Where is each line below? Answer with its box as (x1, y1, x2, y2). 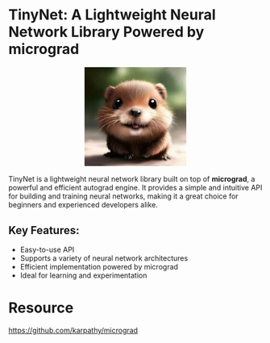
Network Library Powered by (8, 23, 205, 41)
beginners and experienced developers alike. (8, 200, 159, 210)
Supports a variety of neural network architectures (19, 253, 189, 263)
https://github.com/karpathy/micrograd (8, 325, 139, 336)
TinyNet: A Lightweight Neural (8, 6, 216, 24)
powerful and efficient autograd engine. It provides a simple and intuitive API (8, 183, 263, 193)
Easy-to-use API (19, 245, 75, 255)
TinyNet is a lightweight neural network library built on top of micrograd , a (8, 174, 255, 184)
